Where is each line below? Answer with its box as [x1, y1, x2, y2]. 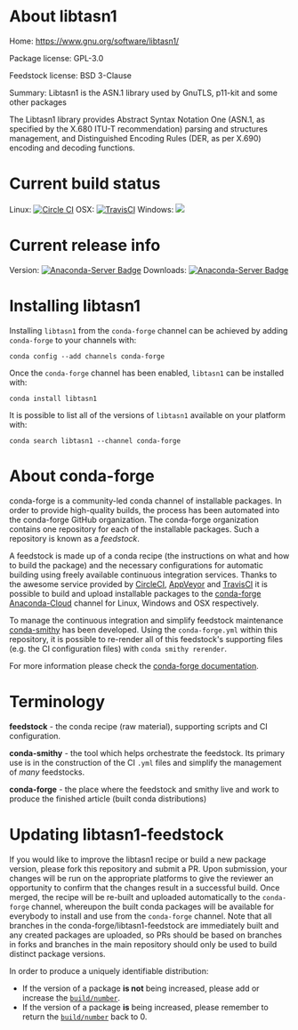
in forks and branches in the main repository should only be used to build [9, 938, 278, 949]
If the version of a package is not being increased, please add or [21, 983, 260, 994]
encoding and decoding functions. [9, 142, 135, 153]
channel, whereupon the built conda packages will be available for [30, 901, 274, 912]
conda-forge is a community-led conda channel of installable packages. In [9, 495, 282, 506]
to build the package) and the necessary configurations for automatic [9, 559, 264, 570]
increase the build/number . [21, 992, 121, 1002]
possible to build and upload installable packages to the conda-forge [9, 588, 262, 599]
